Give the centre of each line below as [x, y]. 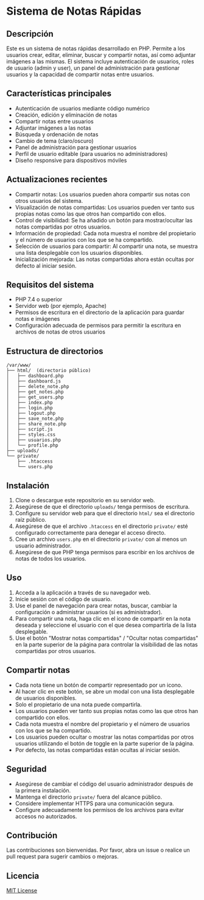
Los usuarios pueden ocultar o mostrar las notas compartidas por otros [104, 737]
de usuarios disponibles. [46, 698]
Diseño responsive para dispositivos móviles [71, 160]
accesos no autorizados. [46, 816]
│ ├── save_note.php [35, 419]
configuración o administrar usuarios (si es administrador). [89, 612]
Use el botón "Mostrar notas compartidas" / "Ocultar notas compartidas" [107, 638]
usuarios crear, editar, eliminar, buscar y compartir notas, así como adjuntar [101, 55]
